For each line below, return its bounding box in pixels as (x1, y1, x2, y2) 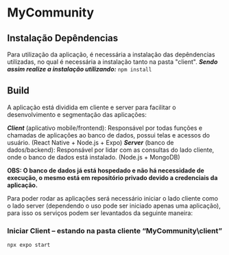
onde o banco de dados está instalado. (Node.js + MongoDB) (7, 153, 180, 161)
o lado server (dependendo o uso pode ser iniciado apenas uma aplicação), (7, 201, 221, 210)
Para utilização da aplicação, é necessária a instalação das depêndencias (7, 50, 215, 58)
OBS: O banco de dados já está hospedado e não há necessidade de (7, 166, 204, 175)
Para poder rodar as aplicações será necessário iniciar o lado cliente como (7, 194, 218, 202)
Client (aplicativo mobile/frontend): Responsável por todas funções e (7, 124, 203, 132)
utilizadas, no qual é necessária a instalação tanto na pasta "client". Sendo (7, 58, 218, 66)
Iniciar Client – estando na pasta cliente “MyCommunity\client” (7, 225, 223, 235)
